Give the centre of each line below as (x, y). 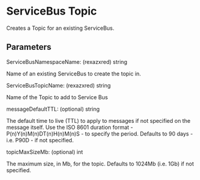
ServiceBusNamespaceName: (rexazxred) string (67, 61)
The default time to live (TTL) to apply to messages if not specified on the (98, 120)
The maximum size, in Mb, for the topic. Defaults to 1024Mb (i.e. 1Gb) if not (100, 164)
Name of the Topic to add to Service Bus (57, 97)
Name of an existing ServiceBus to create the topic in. (74, 74)
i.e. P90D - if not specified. (40, 140)
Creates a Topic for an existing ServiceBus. (60, 28)
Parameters (29, 47)
